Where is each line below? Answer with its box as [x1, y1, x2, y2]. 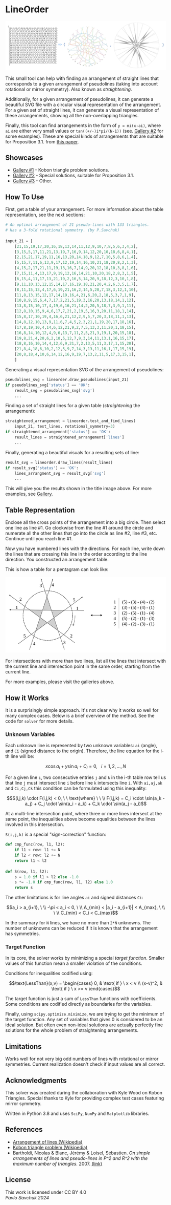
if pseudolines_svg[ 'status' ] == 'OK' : [5, 383, 90, 388]
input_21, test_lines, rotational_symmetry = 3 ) [14, 424, 115, 429]
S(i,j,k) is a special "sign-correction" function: [5, 831, 106, 838]
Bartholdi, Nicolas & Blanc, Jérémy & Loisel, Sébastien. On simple [12, 1150, 151, 1156]
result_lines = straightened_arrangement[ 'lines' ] [14, 435, 125, 440]
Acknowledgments [5, 1076, 67, 1085]
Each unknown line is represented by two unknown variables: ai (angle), [5, 743, 157, 749]
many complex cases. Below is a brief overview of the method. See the [5, 713, 155, 719]
